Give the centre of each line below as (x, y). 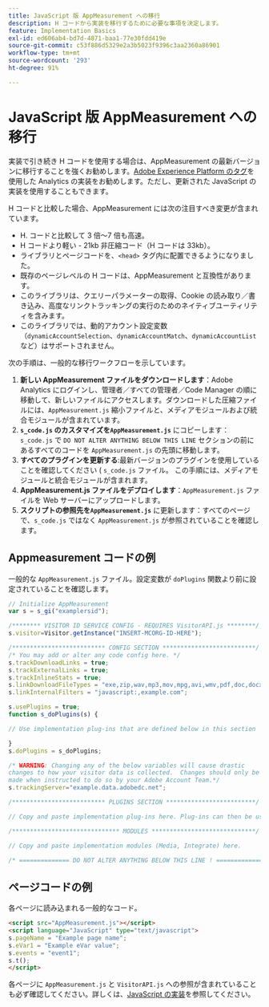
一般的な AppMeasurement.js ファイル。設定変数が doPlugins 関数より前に (129, 579)
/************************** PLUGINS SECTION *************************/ (134, 802)
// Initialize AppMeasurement (59, 604)
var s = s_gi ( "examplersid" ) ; (59, 611)
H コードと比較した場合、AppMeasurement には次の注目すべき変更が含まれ (133, 208)
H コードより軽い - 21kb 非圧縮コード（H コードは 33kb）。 (117, 245)
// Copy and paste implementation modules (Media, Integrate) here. (125, 846)
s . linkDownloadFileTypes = (53, 685)
